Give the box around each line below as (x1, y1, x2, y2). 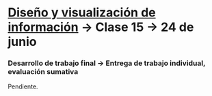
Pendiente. (8, 82, 38, 91)
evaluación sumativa (8, 67, 79, 77)
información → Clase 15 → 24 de (8, 19, 194, 35)
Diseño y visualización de (8, 5, 156, 21)
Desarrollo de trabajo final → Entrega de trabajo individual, (8, 58, 206, 68)
